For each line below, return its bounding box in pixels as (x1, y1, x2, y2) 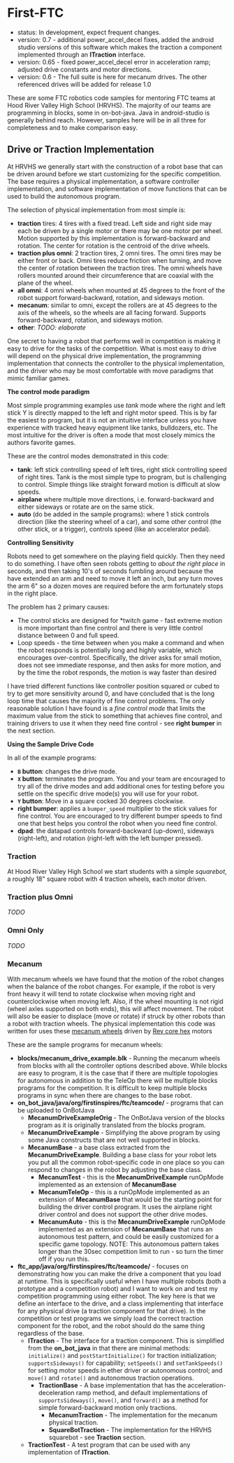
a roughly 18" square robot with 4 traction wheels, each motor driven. (7, 875, 207, 883)
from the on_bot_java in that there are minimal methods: (27, 1343, 191, 1352)
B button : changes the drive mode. (17, 767, 117, 775)
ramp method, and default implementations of (75, 1388, 208, 1397)
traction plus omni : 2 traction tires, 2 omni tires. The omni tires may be (17, 248, 221, 257)
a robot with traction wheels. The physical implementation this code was (7, 1019, 216, 1028)
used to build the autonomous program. (7, 192, 122, 200)
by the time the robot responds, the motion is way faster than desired (17, 668, 217, 677)
